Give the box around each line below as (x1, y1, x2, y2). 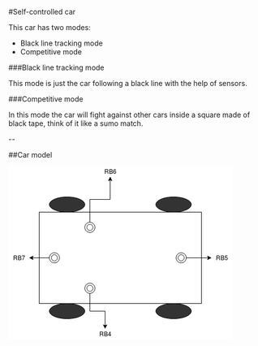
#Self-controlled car (8, 7, 76, 16)
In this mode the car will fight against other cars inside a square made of (8, 110, 251, 119)
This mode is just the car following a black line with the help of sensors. (8, 79, 247, 88)
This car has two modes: (8, 23, 91, 32)
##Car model (8, 150, 53, 159)
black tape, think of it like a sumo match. (8, 119, 144, 128)
